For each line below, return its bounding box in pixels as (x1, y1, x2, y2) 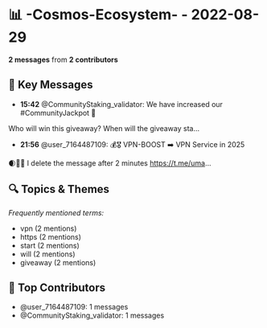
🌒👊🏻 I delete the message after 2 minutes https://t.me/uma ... (8, 158, 212, 168)
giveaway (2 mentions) (19, 257, 97, 267)
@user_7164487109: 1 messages (19, 302, 129, 312)
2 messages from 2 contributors (8, 55, 118, 64)
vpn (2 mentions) (19, 223, 77, 233)
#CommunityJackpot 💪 (19, 108, 97, 117)
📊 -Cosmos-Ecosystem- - (8, 6, 188, 24)
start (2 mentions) (19, 240, 80, 250)
